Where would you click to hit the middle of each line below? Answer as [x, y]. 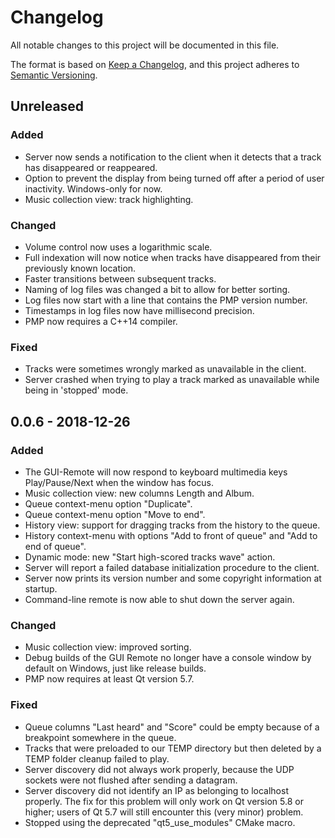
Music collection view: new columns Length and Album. [139, 493]
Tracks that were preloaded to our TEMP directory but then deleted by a [173, 748]
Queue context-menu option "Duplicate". [108, 503]
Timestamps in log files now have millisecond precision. [139, 310]
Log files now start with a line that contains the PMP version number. [166, 300]
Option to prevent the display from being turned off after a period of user [174, 178]
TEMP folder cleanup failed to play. [97, 758]
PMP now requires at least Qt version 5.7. [109, 679]
